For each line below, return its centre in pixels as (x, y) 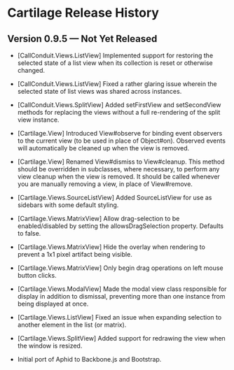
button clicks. (37, 275)
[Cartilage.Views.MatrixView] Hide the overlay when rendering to (111, 247)
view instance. (38, 120)
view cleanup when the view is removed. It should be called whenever (119, 177)
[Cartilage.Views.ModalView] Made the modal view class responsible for (122, 289)
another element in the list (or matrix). (72, 325)
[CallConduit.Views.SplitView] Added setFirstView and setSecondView (119, 105)
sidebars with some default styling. (68, 205)
